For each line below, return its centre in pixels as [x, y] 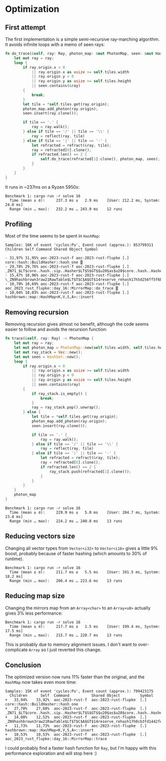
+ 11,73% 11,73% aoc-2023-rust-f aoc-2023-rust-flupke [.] [76, 726]
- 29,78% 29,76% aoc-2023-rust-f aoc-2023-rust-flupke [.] [67, 267]
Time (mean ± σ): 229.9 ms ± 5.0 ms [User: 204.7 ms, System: [85, 512]
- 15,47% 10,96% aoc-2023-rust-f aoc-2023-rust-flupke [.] [67, 276]
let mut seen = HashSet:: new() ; [47, 357]
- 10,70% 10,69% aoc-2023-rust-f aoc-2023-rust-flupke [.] [67, 284]
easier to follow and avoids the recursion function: [56, 330]
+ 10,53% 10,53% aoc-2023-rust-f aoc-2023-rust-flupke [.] [76, 735]
